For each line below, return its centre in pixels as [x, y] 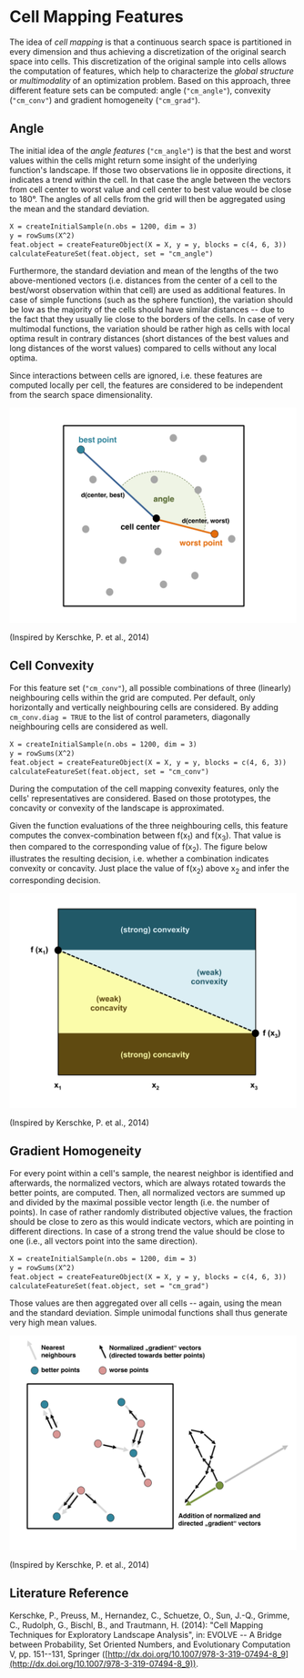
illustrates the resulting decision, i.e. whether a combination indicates [139, 859]
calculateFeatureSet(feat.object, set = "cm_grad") [109, 1286]
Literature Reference [69, 1594]
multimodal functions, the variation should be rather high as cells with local [150, 329]
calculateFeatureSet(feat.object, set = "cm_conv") [109, 771]
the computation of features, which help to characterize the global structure [152, 71]
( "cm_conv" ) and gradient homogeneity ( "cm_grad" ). [105, 100]
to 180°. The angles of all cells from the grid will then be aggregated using [147, 198]
